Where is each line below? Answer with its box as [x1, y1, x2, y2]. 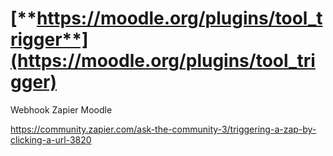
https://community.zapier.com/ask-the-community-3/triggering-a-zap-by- [10, 123, 317, 135]
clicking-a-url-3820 [10, 133, 92, 146]
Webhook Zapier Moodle [10, 103, 113, 116]
